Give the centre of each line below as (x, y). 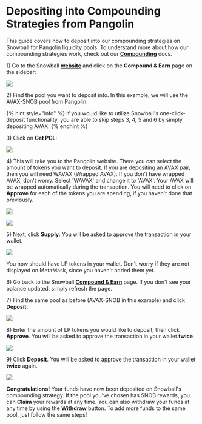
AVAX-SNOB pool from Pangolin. (47, 101)
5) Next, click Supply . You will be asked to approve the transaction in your (99, 234)
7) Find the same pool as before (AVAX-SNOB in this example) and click (96, 300)
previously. (20, 200)
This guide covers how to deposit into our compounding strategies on (93, 41)
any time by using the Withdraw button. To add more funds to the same (96, 408)
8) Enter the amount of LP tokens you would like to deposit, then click (93, 329)
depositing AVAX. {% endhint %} (47, 126)
